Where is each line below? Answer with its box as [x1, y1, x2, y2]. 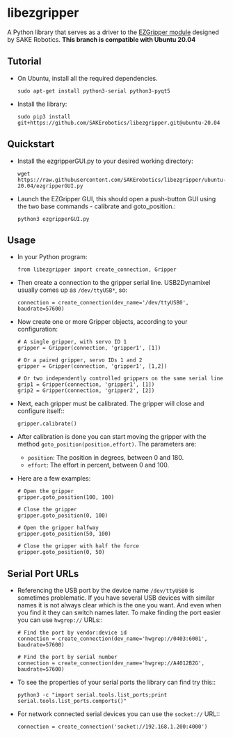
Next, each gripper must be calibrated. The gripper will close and [17, 399, 204, 408]
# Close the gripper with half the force [17, 543, 139, 550]
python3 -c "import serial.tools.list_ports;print [17, 692, 168, 699]
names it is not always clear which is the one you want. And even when [17, 601, 222, 610]
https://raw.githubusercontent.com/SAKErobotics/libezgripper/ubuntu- [17, 176, 227, 183]
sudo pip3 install [17, 113, 71, 120]
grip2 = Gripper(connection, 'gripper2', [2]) [17, 387, 155, 394]
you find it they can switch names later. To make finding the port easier [17, 608, 221, 617]
